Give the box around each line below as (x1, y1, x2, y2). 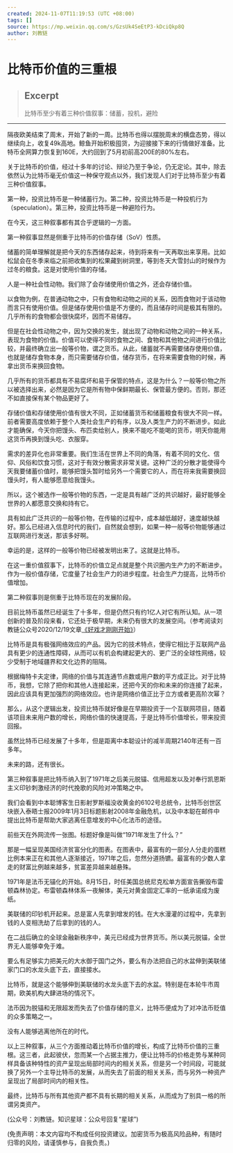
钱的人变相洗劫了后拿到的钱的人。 (7, 919, 105, 927)
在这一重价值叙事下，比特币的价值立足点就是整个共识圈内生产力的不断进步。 (7, 561, 226, 569)
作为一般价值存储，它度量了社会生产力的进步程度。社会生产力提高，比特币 (7, 570, 220, 578)
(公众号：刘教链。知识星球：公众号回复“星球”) (7, 1115, 139, 1124)
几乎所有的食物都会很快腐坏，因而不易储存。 (7, 312, 135, 321)
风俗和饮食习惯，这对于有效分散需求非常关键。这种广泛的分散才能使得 (19, 459, 220, 467)
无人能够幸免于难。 (12, 942, 68, 951)
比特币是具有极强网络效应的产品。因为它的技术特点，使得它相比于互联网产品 (7, 640, 226, 649)
